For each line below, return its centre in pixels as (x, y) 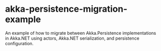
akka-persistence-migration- (66, 9)
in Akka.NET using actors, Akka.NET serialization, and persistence (72, 38)
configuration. (19, 43)
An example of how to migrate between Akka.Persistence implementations (81, 33)
